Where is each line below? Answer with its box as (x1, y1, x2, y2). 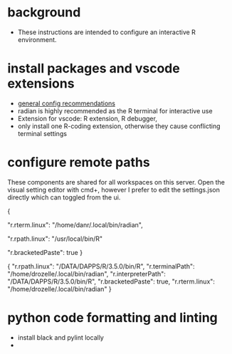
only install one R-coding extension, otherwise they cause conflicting (17, 122, 221, 130)
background (7, 4, 81, 21)
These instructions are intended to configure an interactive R (17, 28, 196, 36)
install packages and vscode (7, 61, 180, 77)
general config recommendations (17, 99, 116, 108)
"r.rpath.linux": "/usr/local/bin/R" (7, 234, 103, 243)
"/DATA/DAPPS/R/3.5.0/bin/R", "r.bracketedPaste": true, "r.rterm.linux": (7, 277, 216, 286)
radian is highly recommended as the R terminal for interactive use (17, 106, 213, 115)
